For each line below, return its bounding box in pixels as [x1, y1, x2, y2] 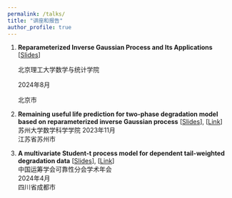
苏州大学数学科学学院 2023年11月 [17, 126, 116, 135]
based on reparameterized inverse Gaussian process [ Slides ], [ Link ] [17, 118, 223, 126]
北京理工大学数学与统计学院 [17, 66, 100, 74]
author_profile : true [7, 24, 72, 31]
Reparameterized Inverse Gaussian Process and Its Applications [17, 43, 213, 52]
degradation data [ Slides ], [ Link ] [17, 157, 115, 165]
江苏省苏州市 [17, 135, 56, 143]
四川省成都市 [17, 183, 56, 192]
